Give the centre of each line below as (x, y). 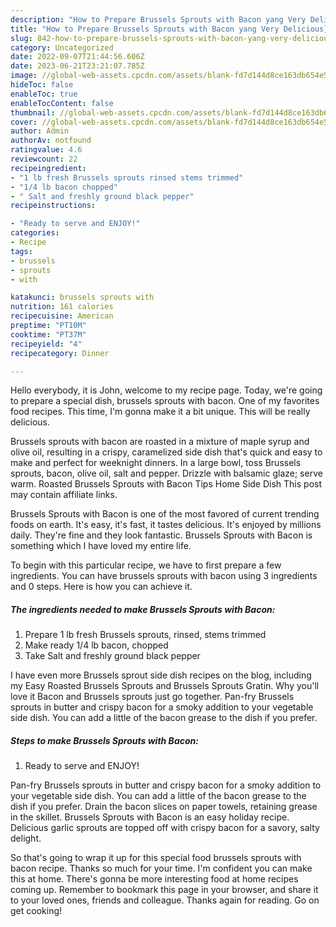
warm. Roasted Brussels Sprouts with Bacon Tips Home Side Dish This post (166, 484)
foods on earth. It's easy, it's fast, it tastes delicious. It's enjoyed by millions (166, 525)
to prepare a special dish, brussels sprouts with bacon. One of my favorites (165, 401)
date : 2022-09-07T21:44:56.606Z (77, 57)
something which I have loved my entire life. (101, 546)
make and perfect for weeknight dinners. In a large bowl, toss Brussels (156, 463)
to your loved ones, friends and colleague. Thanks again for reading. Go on (165, 900)
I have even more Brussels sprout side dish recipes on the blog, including (161, 675)
